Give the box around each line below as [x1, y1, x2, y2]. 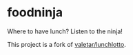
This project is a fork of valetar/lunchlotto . [7, 40, 126, 48]
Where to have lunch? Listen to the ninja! [7, 27, 123, 35]
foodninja [7, 5, 63, 20]
